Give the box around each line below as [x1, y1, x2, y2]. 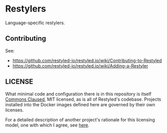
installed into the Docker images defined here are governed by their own [5, 101, 155, 107]
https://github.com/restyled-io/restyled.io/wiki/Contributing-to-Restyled [12, 57, 162, 63]
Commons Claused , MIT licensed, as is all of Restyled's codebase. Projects [5, 96, 161, 102]
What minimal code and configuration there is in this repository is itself [5, 91, 152, 97]
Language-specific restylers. [5, 20, 65, 26]
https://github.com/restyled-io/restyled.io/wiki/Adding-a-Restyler [12, 62, 148, 69]
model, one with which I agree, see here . [5, 122, 90, 128]
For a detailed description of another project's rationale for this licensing [5, 116, 155, 122]
